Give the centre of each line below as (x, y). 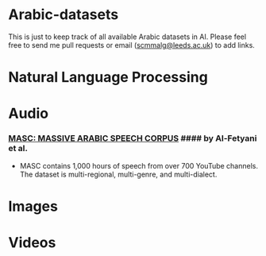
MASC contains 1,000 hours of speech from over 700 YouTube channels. (139, 165)
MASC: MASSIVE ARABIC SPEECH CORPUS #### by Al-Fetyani (133, 138)
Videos (32, 242)
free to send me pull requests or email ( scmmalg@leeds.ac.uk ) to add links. (132, 45)
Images (33, 206)
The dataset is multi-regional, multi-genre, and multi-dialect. (118, 174)
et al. (18, 149)
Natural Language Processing (108, 78)
